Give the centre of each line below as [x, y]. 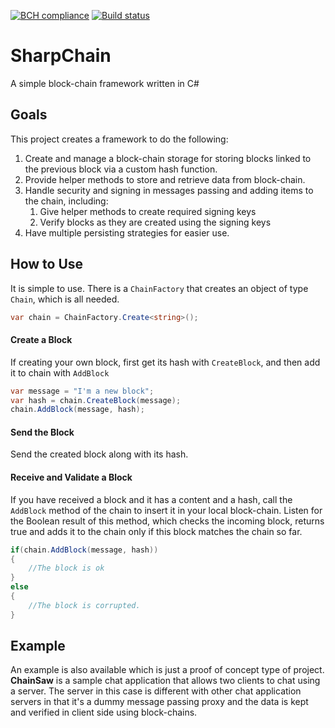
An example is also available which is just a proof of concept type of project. [167, 670]
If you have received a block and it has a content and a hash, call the [151, 499]
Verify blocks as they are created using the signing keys [155, 222]
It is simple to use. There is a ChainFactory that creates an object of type [159, 288]
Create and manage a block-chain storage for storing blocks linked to [168, 158]
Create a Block [41, 340]
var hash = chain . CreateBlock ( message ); [96, 400]
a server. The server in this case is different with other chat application [156, 691]
